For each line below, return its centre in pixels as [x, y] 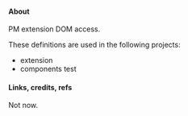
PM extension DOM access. [54, 29]
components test [48, 69]
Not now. [23, 106]
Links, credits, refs [40, 87]
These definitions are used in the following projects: [94, 45]
